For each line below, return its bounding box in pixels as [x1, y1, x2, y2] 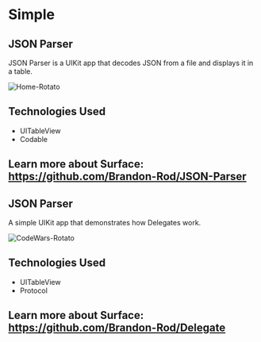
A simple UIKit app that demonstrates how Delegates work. [8, 218, 202, 228]
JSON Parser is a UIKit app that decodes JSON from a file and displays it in [8, 58, 254, 67]
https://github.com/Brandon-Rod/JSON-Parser [8, 170, 248, 183]
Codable [19, 134, 48, 144]
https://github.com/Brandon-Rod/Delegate [8, 321, 226, 335]
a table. [8, 67, 33, 76]
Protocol [19, 286, 48, 295]
